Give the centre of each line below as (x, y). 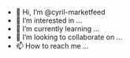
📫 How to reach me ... (52, 46)
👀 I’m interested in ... (49, 20)
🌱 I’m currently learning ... (58, 29)
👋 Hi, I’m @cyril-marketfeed (60, 12)
